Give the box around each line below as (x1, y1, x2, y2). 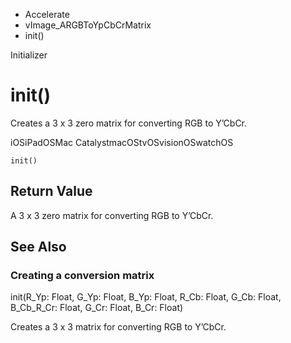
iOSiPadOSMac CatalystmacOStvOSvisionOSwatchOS (10, 136, 234, 148)
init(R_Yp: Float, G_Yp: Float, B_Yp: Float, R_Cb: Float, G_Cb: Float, (10, 291, 282, 303)
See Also (10, 239, 67, 256)
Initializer (10, 49, 48, 61)
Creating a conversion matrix (10, 269, 155, 283)
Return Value (10, 183, 93, 200)
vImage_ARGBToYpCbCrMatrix (24, 19, 152, 31)
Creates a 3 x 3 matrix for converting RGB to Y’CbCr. (10, 321, 227, 333)
